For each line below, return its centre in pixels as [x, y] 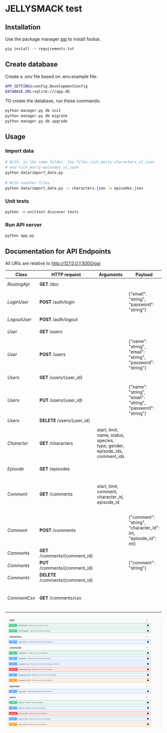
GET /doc [49, 284]
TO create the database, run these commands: [53, 101]
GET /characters [56, 443]
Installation [23, 27]
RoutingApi [18, 284]
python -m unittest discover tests [42, 212]
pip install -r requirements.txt [40, 49]
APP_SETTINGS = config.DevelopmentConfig [46, 86]
